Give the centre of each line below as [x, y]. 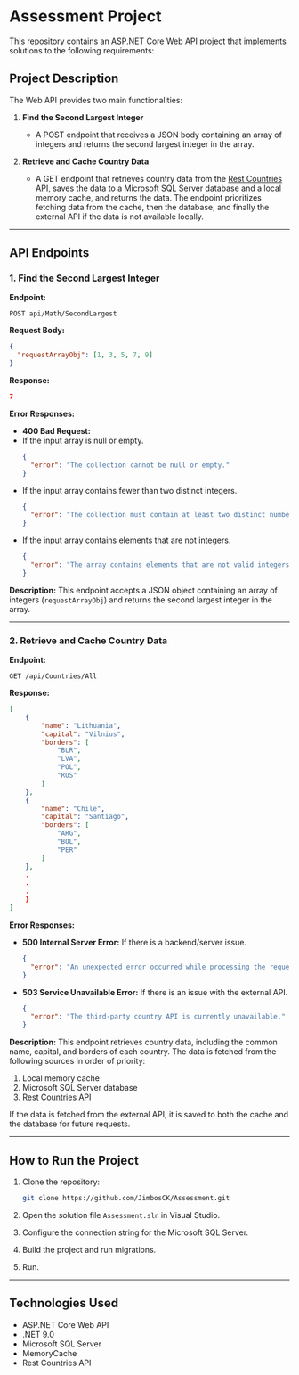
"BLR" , [69, 750]
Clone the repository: [61, 1182]
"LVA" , [69, 759]
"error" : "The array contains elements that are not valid [142, 565]
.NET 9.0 [38, 1334]
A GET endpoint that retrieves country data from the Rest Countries [159, 178]
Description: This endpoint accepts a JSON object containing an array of [144, 590]
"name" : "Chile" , [73, 808]
